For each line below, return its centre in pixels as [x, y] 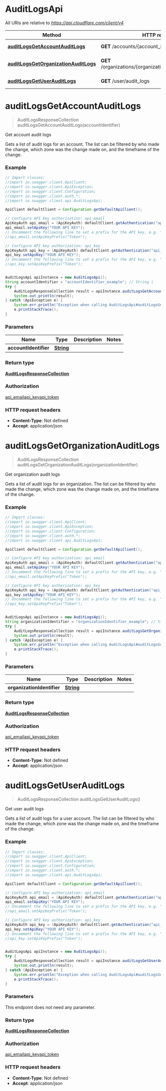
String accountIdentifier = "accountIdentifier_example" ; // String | [79, 282]
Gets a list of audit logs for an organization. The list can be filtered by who [80, 484]
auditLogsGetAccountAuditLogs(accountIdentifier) [69, 125]
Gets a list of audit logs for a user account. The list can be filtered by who [80, 818]
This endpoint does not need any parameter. [50, 1007]
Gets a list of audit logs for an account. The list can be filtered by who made [82, 144]
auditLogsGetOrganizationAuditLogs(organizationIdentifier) [78, 465]
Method [52, 35]
